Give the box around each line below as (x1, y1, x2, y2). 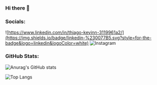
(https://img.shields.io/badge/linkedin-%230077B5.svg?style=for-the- (5, 35, 152, 41)
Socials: (5, 18, 26, 25)
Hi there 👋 (5, 5, 30, 12)
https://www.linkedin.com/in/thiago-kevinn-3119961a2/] (8, 30, 124, 36)
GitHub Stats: (5, 53, 40, 60)
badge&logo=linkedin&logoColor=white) (5, 40, 89, 46)
